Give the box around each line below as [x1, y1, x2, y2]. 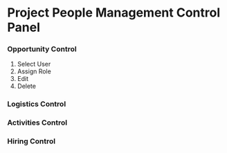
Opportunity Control [7, 44, 78, 54]
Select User [17, 60, 51, 69]
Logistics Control [7, 99, 66, 109]
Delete [17, 82, 37, 91]
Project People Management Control [7, 5, 220, 21]
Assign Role [17, 67, 52, 75]
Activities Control [7, 118, 68, 127]
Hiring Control [7, 136, 56, 146]
